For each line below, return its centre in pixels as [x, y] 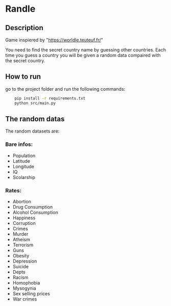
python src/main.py [35, 103]
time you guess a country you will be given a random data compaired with [83, 55]
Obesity [21, 256]
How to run [23, 77]
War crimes [25, 299]
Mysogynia [25, 288]
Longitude [23, 166]
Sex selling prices [31, 293]
